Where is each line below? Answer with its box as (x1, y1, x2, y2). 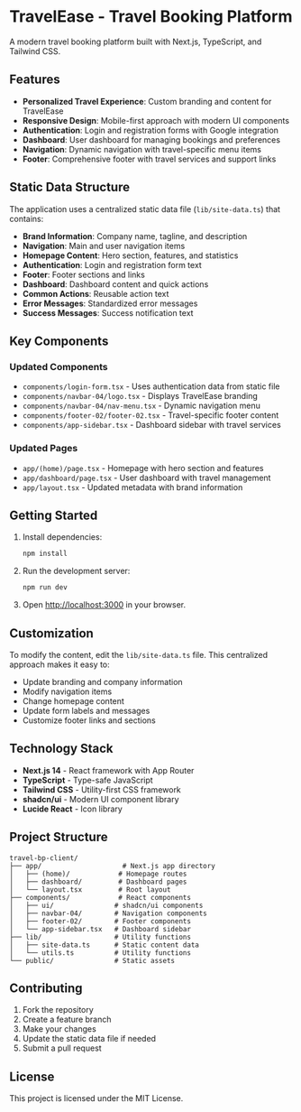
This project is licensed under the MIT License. (9, 1093, 184, 1104)
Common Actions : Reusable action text (22, 288, 169, 299)
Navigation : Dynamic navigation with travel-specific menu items (22, 144, 261, 154)
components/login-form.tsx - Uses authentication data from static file (22, 381, 280, 392)
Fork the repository (22, 1005, 95, 1015)
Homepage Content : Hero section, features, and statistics (22, 250, 239, 261)
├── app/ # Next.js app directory (9, 861, 216, 870)
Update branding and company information (22, 676, 183, 687)
